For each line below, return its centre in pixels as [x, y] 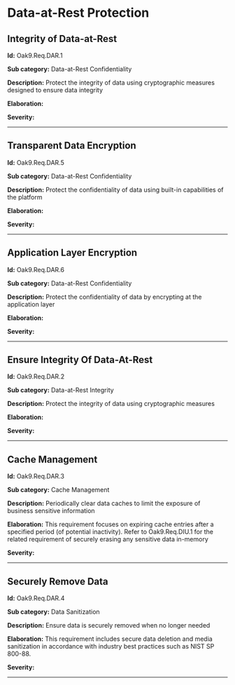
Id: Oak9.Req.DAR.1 [35, 55]
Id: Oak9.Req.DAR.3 [36, 476]
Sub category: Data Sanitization [54, 612]
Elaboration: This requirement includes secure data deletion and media [110, 639]
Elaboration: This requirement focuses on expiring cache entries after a [111, 524]
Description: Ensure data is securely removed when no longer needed [109, 626]
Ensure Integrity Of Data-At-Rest [80, 360]
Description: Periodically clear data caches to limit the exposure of [104, 503]
